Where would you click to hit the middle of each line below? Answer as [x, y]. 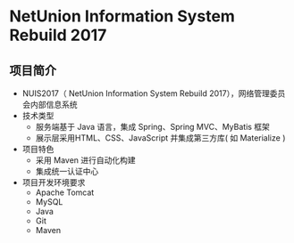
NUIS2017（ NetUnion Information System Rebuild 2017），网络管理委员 [154, 93]
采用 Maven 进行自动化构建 [85, 160]
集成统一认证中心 [67, 171]
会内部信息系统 [50, 105]
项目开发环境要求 [54, 182]
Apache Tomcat [65, 192]
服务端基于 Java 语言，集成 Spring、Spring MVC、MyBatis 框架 [153, 127]
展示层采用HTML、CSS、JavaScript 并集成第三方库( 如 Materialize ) [160, 138]
